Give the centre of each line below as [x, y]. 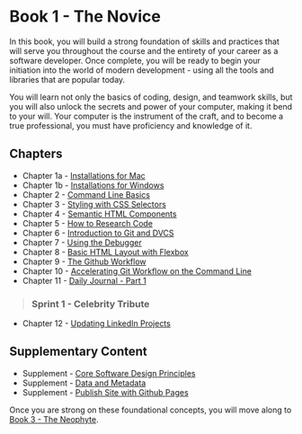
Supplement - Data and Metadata [84, 383]
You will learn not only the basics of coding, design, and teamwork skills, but [151, 97]
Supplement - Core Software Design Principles [109, 373]
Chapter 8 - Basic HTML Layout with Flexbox [105, 252]
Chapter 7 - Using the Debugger [82, 242]
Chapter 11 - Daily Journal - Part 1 [84, 280]
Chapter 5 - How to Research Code [88, 223]
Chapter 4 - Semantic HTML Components [99, 214]
